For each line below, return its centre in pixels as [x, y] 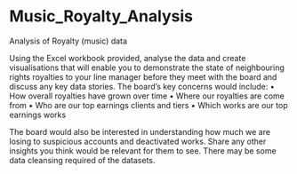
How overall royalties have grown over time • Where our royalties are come [147, 96]
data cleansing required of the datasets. [82, 160]
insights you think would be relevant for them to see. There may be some [143, 150]
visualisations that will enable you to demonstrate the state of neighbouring [147, 67]
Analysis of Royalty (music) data [68, 41]
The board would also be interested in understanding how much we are [140, 131]
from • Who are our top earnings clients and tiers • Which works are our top [148, 105]
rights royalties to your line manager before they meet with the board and [143, 76]
